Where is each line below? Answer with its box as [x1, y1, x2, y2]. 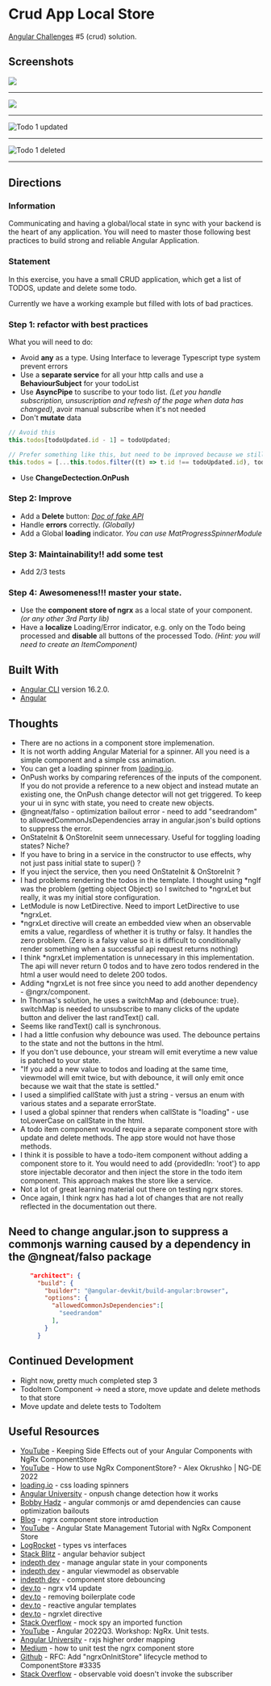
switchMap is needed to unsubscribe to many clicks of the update [19, 1004, 240, 1014]
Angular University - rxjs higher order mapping [19, 1635, 176, 1645]
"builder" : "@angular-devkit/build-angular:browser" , [44, 1286, 229, 1295]
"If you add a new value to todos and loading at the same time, [19, 1064, 228, 1074]
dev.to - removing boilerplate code [19, 1592, 135, 1602]
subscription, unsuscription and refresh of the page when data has [19, 396, 244, 406]
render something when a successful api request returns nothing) [19, 944, 239, 954]
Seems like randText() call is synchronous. [19, 1021, 161, 1031]
